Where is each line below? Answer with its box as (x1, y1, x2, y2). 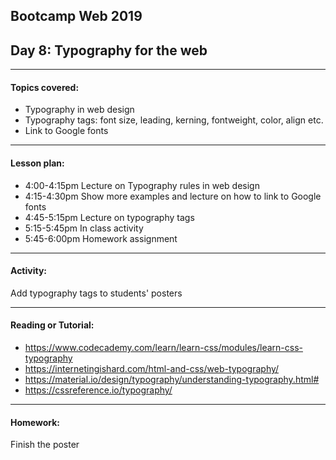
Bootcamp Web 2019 (10, 8, 143, 25)
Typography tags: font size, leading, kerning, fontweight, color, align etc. (24, 114, 324, 126)
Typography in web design (24, 104, 135, 116)
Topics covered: (10, 81, 80, 93)
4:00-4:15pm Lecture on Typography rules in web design (24, 179, 260, 191)
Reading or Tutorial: (10, 319, 95, 331)
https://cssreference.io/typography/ (24, 384, 173, 396)
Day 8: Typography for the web (10, 42, 208, 59)
